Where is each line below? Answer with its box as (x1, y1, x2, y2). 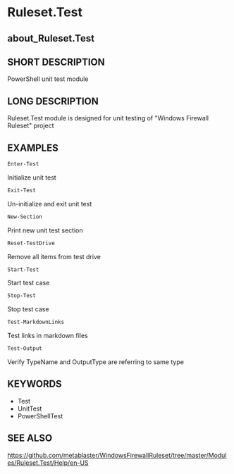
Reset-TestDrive (7, 239, 55, 247)
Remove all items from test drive (7, 252, 101, 261)
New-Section (7, 213, 42, 220)
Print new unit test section (7, 226, 83, 235)
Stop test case (7, 305, 49, 313)
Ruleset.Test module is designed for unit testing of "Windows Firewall (7, 114, 209, 123)
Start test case (7, 279, 50, 287)
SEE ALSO (7, 432, 53, 444)
